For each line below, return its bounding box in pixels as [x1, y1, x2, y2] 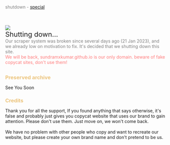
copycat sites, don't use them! [5, 59, 67, 65]
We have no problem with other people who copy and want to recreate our [5, 128, 159, 135]
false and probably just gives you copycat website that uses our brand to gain [5, 113, 165, 119]
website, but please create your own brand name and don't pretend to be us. [5, 134, 163, 140]
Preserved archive [5, 74, 51, 80]
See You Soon [5, 84, 34, 90]
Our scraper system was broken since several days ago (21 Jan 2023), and [5, 38, 160, 44]
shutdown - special [5, 4, 45, 10]
